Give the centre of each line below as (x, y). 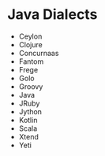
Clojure (30, 44)
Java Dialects (52, 15)
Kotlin (28, 120)
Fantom (31, 61)
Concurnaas (39, 53)
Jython (30, 111)
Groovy (31, 86)
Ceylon (30, 36)
